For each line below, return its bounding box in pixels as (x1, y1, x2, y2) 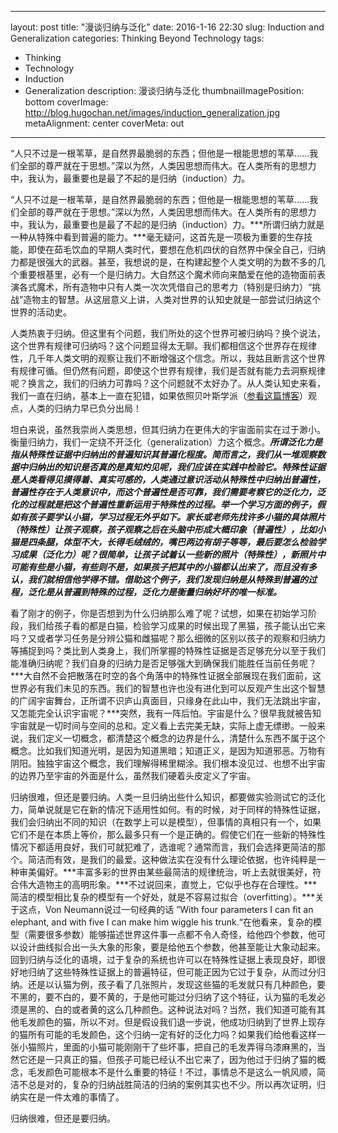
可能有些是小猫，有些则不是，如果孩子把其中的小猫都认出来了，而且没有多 (10, 561, 317, 573)
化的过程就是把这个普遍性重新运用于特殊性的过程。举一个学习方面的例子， (10, 499, 317, 510)
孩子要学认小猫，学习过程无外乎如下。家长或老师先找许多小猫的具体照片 (27, 511, 326, 523)
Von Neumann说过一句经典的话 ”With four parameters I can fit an (44, 904, 314, 915)
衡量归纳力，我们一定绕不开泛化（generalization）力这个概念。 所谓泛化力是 (10, 436, 323, 448)
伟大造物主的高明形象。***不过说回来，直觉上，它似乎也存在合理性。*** (18, 879, 318, 890)
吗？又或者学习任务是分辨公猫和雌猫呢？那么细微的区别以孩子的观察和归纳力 (10, 632, 326, 644)
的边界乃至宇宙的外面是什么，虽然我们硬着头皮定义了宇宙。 (10, 770, 256, 781)
